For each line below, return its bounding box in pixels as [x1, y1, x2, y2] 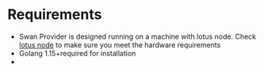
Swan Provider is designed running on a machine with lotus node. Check [18, 32, 257, 41]
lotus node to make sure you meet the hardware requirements [18, 40, 221, 49]
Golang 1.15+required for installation [18, 48, 136, 58]
